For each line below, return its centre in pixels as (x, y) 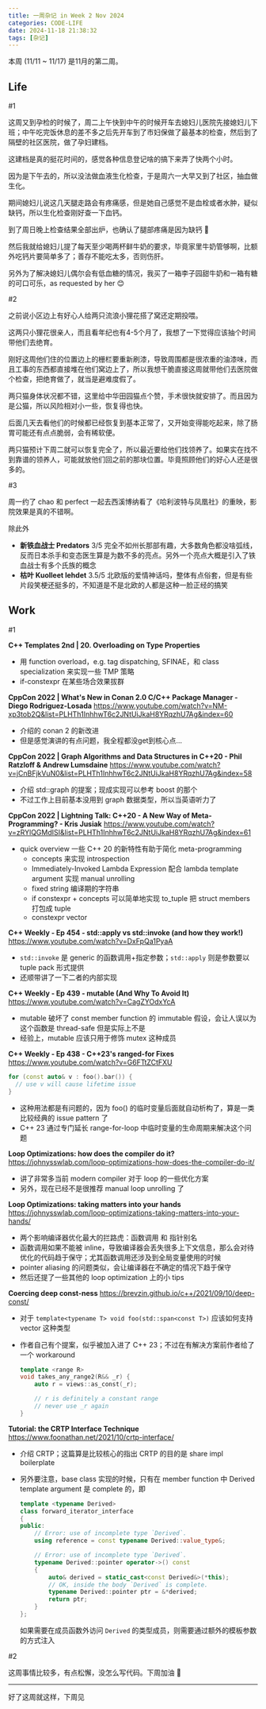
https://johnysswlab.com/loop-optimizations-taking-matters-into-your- (124, 1212)
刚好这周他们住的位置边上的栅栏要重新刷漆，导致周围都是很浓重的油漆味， (129, 359)
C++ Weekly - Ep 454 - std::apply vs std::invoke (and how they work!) (126, 932)
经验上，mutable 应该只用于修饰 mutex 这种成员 (98, 1038)
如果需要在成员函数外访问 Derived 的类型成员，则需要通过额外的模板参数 (138, 1630)
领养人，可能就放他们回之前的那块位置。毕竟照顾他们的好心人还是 (143, 460)
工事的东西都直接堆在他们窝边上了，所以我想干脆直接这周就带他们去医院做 (136, 369)
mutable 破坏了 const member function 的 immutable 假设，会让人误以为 (138, 1018)
